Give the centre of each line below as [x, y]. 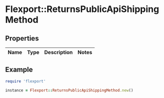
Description [58, 52]
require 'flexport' [26, 81]
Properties [22, 38]
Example [19, 70]
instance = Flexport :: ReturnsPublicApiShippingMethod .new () [69, 90]
